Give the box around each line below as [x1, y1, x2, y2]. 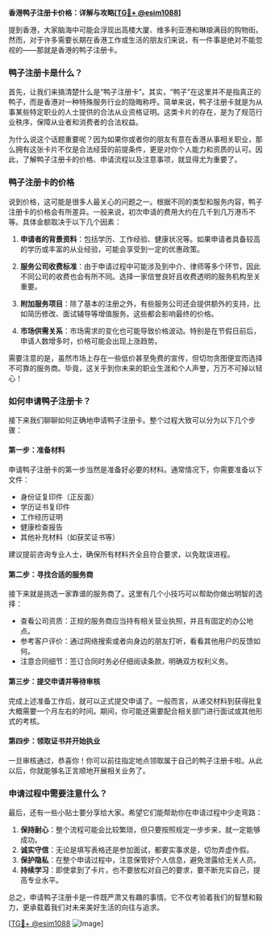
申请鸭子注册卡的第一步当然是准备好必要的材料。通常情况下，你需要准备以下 [8, 465, 263, 474]
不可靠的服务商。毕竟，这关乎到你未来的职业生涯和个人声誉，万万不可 [8, 363, 242, 373]
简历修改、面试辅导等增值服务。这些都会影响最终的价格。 [27, 308, 219, 318]
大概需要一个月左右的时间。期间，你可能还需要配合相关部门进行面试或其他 [8, 706, 256, 716]
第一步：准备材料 [8, 445, 65, 455]
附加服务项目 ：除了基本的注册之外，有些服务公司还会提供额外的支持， [19, 299, 254, 308]
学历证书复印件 [19, 502, 70, 512]
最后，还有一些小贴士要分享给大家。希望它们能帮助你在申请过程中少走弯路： [8, 808, 263, 817]
